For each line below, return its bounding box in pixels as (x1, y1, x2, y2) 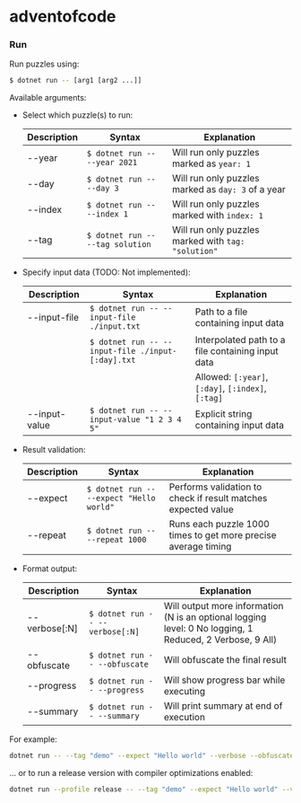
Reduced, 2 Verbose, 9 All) (163, 633, 278, 646)
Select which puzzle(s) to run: (21, 110, 133, 120)
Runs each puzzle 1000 (168, 518, 271, 531)
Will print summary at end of (163, 700, 283, 712)
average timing (168, 541, 232, 553)
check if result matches (168, 492, 268, 505)
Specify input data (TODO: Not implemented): (21, 267, 191, 278)
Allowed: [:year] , (194, 371, 269, 384)
